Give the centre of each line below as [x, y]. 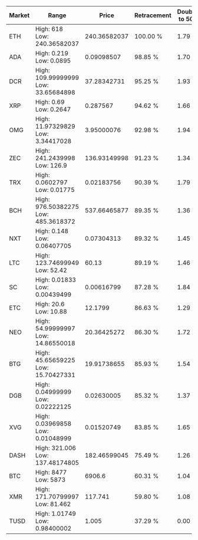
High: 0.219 [52, 53]
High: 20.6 [50, 304]
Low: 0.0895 [53, 60]
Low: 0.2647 [53, 109]
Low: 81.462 [53, 504]
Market [19, 15]
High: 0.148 [52, 231]
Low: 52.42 [51, 270]
